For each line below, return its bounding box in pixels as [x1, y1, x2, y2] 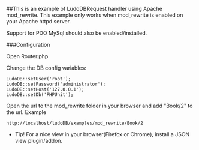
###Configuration [6, 41, 50, 48]
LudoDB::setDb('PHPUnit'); [6, 92, 74, 98]
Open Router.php [6, 53, 49, 59]
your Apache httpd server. [6, 18, 71, 25]
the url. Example [6, 109, 47, 116]
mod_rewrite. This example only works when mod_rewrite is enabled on [6, 11, 183, 19]
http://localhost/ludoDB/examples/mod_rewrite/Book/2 [6, 120, 144, 126]
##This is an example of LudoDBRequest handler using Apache [6, 5, 163, 12]
